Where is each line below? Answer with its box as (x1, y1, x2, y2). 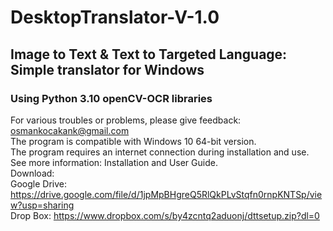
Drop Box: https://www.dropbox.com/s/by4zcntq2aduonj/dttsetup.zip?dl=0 (10, 209, 320, 221)
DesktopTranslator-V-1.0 (10, 6, 220, 29)
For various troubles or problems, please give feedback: (10, 114, 242, 126)
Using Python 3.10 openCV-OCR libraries (10, 91, 213, 105)
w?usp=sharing (10, 199, 75, 211)
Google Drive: (10, 177, 68, 190)
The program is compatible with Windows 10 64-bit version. (10, 135, 257, 147)
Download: (10, 167, 55, 179)
